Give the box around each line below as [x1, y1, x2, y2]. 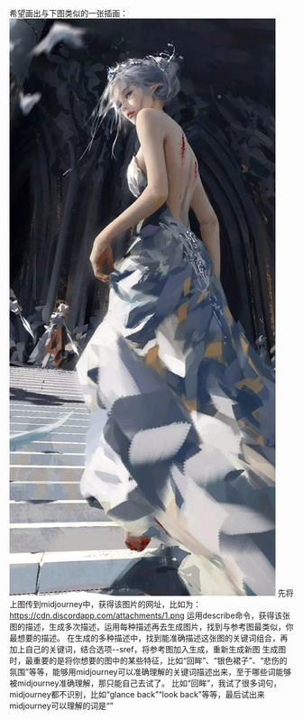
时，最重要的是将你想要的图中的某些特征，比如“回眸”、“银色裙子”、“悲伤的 [9, 655, 288, 666]
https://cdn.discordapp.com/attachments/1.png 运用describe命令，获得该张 [9, 610, 291, 621]
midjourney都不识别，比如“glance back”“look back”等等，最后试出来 [9, 689, 265, 699]
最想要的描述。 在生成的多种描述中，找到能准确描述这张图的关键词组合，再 [9, 632, 289, 643]
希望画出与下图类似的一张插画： [9, 8, 128, 18]
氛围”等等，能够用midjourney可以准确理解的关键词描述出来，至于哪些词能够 [9, 667, 291, 677]
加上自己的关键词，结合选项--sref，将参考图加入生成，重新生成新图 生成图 [9, 644, 287, 654]
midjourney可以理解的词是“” [9, 700, 115, 711]
